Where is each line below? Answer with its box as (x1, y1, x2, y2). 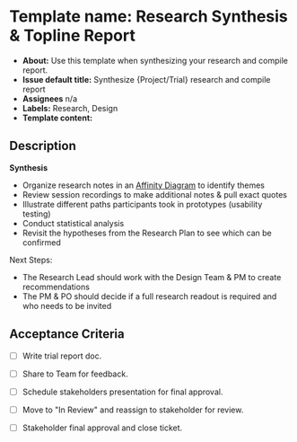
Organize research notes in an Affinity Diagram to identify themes (22, 180, 265, 190)
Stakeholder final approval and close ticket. (22, 422, 183, 433)
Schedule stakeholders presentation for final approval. (22, 386, 223, 397)
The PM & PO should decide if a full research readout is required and (22, 290, 277, 302)
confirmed (22, 236, 61, 248)
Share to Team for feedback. (22, 368, 128, 379)
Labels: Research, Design (22, 102, 118, 113)
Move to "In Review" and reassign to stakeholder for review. (22, 404, 244, 415)
